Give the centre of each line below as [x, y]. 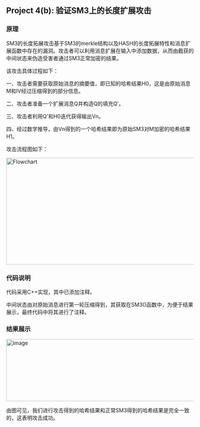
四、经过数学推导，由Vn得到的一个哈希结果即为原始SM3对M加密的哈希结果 [98, 129]
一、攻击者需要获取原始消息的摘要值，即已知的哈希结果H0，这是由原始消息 [99, 83]
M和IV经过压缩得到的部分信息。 [45, 91]
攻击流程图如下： [27, 149]
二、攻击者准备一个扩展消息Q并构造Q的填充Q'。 [65, 104]
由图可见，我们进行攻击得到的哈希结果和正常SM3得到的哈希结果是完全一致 [98, 410]
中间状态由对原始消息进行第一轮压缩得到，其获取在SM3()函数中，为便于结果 [100, 304]
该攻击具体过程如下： [32, 71]
